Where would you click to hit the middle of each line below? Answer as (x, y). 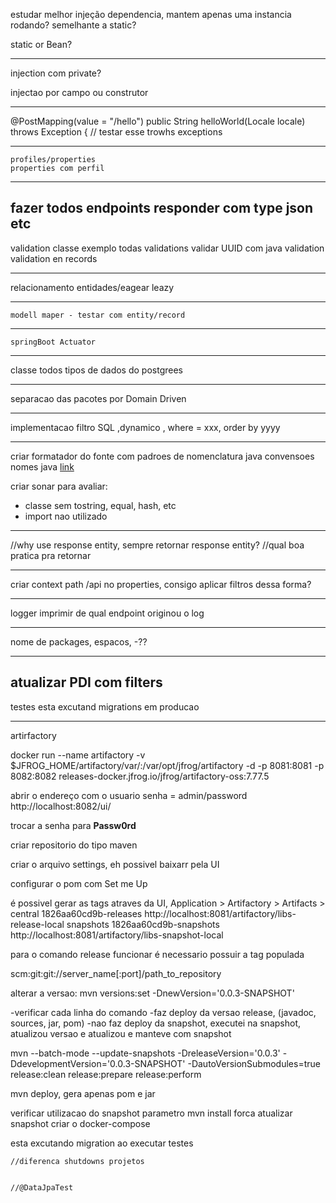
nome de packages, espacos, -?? (79, 641)
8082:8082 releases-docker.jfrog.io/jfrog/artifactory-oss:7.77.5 (140, 776)
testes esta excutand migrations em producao (105, 706)
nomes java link (42, 466)
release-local (37, 924)
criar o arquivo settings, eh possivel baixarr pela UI (115, 864)
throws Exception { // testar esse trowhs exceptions (116, 132)
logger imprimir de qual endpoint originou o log (107, 613)
